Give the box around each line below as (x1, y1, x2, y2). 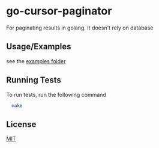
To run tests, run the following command (6, 91, 106, 98)
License (6, 119, 37, 129)
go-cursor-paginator (6, 4, 112, 18)
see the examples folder (6, 57, 66, 64)
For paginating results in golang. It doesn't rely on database (6, 24, 154, 31)
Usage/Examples (6, 42, 71, 52)
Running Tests (6, 75, 61, 85)
